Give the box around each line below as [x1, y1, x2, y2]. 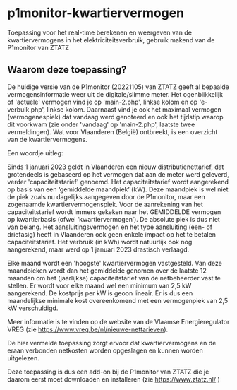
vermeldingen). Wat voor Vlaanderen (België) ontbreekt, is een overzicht [7, 127, 218, 136]
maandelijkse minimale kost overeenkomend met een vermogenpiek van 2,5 [7, 296, 229, 305]
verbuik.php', [7, 105, 46, 114]
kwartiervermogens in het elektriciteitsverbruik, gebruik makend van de [7, 35, 215, 44]
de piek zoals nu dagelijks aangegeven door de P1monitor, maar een [7, 192, 206, 201]
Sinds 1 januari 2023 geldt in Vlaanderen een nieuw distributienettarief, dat [7, 162, 224, 171]
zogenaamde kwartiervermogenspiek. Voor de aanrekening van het [7, 200, 203, 208]
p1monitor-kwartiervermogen [7, 5, 185, 21]
